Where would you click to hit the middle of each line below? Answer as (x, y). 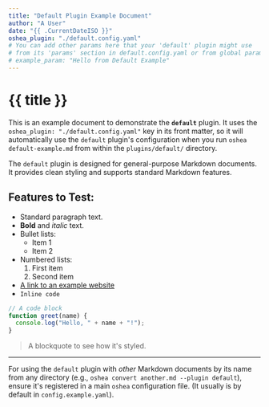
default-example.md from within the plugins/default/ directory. (113, 148)
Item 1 (42, 242)
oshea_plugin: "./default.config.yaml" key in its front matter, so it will (126, 131)
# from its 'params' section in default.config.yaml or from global (125, 53)
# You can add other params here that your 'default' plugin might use (130, 46)
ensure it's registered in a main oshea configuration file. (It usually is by (125, 386)
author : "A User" (37, 23)
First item (47, 268)
